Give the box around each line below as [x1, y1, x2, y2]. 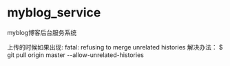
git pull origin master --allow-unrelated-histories [7, 50, 145, 59]
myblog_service [7, 5, 101, 21]
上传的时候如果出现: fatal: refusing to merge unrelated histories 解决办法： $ [7, 43, 224, 51]
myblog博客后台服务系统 [7, 28, 77, 36]
